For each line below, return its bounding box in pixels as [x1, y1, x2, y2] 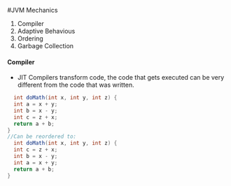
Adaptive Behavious [17, 27, 76, 35]
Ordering [17, 34, 43, 43]
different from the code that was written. [17, 80, 134, 90]
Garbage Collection [17, 42, 74, 50]
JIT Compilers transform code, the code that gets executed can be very [17, 73, 225, 82]
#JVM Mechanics [7, 6, 58, 14]
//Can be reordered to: [7, 133, 77, 141]
